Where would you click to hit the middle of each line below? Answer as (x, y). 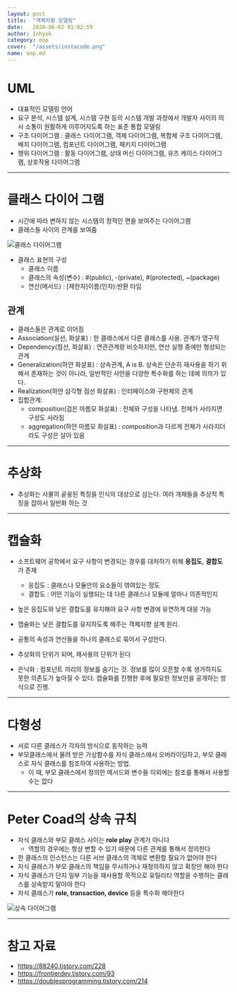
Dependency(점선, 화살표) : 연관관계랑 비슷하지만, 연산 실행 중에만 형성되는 (122, 347)
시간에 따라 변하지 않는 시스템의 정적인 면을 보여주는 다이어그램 (104, 221)
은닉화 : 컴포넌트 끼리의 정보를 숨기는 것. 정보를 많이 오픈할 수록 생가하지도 (120, 669)
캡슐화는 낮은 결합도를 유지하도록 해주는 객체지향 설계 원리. (98, 624)
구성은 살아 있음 (63, 435)
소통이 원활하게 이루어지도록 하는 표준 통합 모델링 (93, 126)
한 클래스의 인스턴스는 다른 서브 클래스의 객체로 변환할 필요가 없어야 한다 (117, 858)
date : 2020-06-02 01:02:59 (50, 27)
